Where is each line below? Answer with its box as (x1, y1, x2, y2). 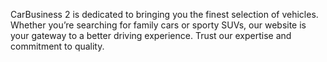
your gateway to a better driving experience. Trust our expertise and (10, 30, 292, 41)
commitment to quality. (10, 40, 105, 52)
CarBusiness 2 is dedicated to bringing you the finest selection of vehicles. (10, 9, 319, 20)
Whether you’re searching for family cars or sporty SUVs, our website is (10, 19, 307, 31)
